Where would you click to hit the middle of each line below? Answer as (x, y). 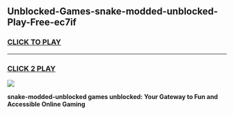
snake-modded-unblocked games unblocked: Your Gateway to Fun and (112, 96)
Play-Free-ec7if (42, 23)
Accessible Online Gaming (46, 104)
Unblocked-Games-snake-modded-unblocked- (112, 11)
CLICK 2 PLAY (31, 68)
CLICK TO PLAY (34, 43)
